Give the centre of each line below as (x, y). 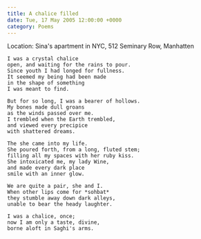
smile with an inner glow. (46, 174)
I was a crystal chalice (43, 59)
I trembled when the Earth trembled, (61, 119)
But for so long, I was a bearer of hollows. (74, 101)
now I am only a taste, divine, (54, 222)
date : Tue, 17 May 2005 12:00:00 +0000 (65, 20)
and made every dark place (46, 168)
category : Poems (30, 26)
